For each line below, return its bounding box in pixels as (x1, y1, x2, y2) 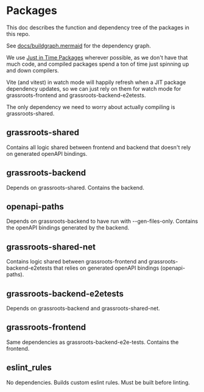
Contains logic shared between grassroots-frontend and (6, 258, 148, 265)
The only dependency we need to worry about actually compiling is (6, 103, 175, 110)
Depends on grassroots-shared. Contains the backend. (6, 184, 144, 191)
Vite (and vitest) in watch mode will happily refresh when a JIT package (6, 79, 186, 86)
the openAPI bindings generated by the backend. (6, 224, 130, 231)
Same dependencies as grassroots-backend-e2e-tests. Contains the (6, 338, 179, 346)
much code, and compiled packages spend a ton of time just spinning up (6, 60, 189, 68)
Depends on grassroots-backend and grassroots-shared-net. (6, 305, 160, 312)
